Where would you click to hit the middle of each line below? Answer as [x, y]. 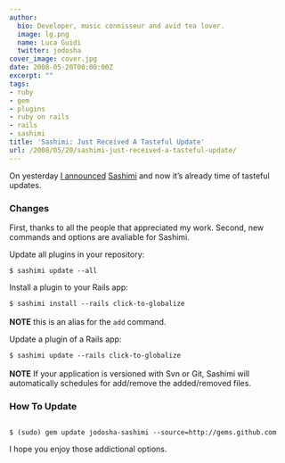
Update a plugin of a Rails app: [65, 339]
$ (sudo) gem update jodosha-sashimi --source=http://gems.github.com [143, 433]
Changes [29, 208]
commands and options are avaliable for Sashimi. [99, 236]
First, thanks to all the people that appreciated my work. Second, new [137, 227]
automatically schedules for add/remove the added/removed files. [130, 383]
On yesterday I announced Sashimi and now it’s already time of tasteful [139, 176]
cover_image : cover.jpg [53, 59]
